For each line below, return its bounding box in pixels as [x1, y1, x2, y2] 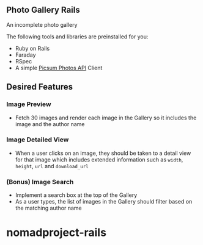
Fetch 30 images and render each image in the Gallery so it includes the [15, 114, 197, 121]
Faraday [15, 51, 36, 59]
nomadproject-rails [6, 225, 107, 240]
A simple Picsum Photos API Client [15, 64, 103, 71]
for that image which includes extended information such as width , [15, 155, 183, 163]
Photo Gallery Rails [6, 5, 81, 15]
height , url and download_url [15, 162, 89, 169]
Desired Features [6, 82, 73, 92]
